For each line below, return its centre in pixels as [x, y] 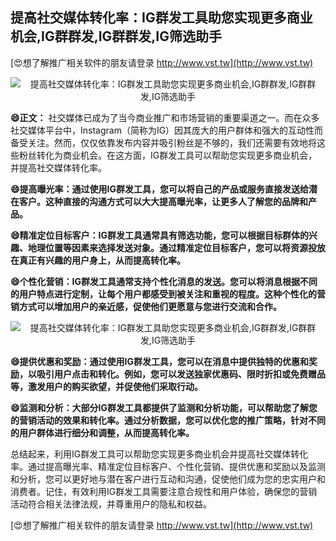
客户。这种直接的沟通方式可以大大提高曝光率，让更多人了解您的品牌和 [163, 201]
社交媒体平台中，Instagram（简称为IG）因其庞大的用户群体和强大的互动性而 [167, 130]
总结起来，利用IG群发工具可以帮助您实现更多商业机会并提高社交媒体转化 [159, 454]
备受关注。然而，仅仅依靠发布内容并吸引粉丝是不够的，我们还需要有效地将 [163, 142]
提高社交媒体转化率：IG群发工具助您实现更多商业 [161, 18]
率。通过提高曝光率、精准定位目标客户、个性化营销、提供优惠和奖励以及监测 [168, 466]
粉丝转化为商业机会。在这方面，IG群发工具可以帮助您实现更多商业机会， [168, 155]
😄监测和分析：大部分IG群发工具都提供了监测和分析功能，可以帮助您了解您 [164, 407]
